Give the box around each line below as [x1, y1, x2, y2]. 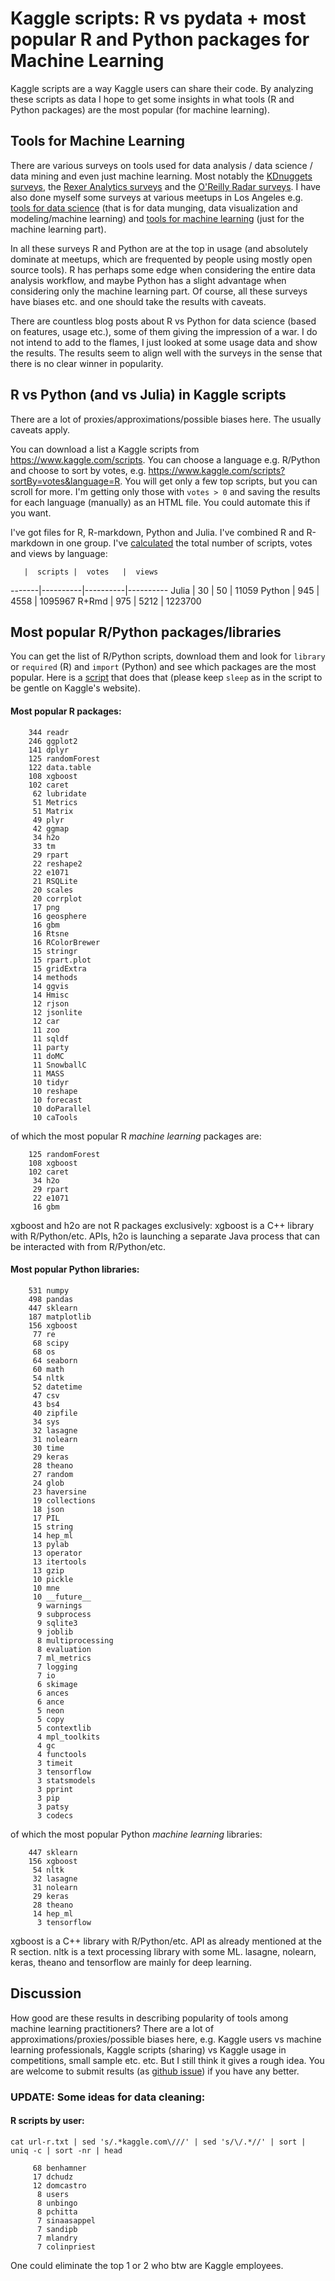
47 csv [32, 1390, 60, 1401]
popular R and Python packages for [10, 28, 310, 51]
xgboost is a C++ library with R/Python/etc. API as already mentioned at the [10, 1935, 322, 1947]
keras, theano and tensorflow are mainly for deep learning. [10, 1956, 252, 1968]
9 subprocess [36, 1609, 92, 1619]
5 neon [36, 1705, 65, 1716]
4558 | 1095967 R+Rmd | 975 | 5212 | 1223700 [10, 595, 202, 607]
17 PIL [32, 1513, 60, 1523]
